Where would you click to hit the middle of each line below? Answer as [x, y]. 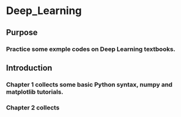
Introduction [29, 68]
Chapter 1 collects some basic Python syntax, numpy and [89, 84]
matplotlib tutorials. [35, 92]
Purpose [22, 32]
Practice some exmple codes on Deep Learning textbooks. [91, 49]
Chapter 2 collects [33, 108]
